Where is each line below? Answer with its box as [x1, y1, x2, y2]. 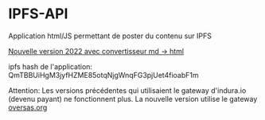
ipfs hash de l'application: [8, 61, 93, 72]
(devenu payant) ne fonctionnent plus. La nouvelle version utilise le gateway [8, 94, 258, 103]
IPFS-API [8, 5, 68, 23]
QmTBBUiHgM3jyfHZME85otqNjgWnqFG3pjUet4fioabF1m [8, 70, 199, 79]
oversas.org [8, 103, 48, 112]
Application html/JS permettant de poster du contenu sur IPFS [8, 31, 212, 41]
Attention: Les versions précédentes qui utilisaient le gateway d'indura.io [8, 85, 247, 95]
